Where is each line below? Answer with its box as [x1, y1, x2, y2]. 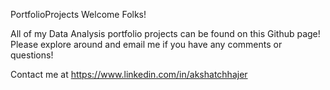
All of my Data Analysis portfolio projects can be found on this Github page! [10, 28, 321, 39]
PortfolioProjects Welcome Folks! [10, 9, 147, 20]
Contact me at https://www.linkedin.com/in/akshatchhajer [10, 69, 248, 80]
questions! [10, 49, 54, 61]
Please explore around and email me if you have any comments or [10, 39, 283, 50]
